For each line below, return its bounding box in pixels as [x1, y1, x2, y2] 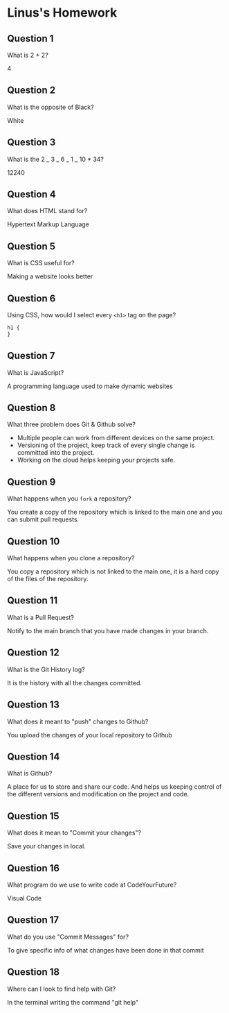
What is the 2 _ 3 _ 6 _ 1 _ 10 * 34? [7, 155, 104, 163]
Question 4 [7, 189, 57, 201]
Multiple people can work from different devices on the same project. [17, 434, 215, 442]
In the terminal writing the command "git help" [7, 998, 139, 1006]
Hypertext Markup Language [7, 220, 90, 228]
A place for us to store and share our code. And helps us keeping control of [7, 782, 222, 791]
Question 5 [7, 240, 56, 252]
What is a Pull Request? [7, 613, 75, 621]
